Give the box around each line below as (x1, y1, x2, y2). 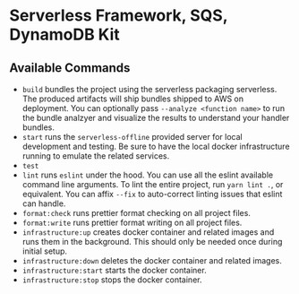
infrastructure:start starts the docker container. (21, 265, 208, 275)
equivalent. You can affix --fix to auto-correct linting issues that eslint (21, 189, 283, 199)
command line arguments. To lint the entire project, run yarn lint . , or (21, 179, 284, 189)
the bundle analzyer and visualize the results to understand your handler (21, 113, 290, 123)
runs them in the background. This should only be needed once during (21, 237, 283, 246)
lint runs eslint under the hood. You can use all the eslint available (21, 169, 274, 180)
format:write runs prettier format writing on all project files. (21, 217, 243, 228)
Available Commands (9, 60, 131, 75)
